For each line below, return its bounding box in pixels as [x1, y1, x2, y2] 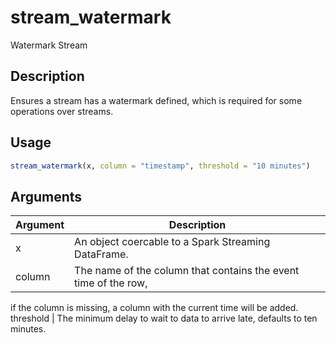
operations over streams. [10, 105, 114, 117]
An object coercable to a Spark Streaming [74, 235, 271, 249]
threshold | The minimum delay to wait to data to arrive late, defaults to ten [10, 312, 318, 325]
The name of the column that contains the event [74, 264, 300, 278]
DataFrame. [74, 247, 129, 261]
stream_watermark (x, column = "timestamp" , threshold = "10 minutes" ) [10, 161, 311, 171]
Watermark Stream [10, 39, 88, 51]
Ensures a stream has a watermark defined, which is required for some [10, 94, 303, 106]
